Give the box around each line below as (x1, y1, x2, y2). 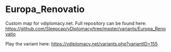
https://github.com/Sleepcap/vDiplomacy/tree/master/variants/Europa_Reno (5, 25, 166, 31)
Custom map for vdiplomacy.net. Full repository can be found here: (5, 20, 147, 26)
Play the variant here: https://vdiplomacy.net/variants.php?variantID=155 (5, 40, 158, 46)
